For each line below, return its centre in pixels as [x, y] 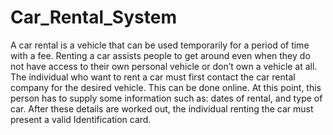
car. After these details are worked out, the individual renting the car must [162, 108]
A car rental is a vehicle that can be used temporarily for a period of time [160, 45]
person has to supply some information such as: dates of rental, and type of [166, 98]
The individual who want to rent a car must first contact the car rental [153, 77]
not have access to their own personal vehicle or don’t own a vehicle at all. [164, 66]
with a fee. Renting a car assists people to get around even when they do [160, 55]
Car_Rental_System [93, 17]
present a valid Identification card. [81, 119]
